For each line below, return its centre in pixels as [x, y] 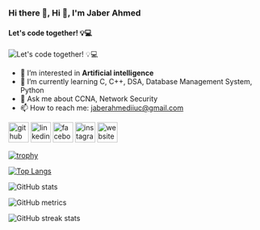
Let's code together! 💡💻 [50, 32]
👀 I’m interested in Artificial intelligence [87, 73]
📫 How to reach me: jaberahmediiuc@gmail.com [102, 108]
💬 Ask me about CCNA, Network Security [89, 99]
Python [32, 90]
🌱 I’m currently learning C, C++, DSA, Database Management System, [136, 82]
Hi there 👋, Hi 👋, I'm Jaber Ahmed [75, 13]
